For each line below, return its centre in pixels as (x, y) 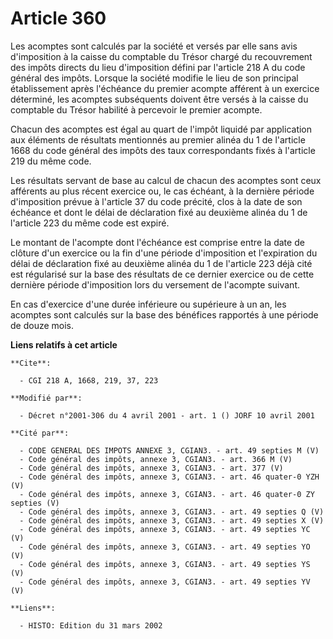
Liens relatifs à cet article (64, 344)
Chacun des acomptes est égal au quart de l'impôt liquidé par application (161, 129)
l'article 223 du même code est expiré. (90, 223)
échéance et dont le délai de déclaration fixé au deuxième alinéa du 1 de (159, 212)
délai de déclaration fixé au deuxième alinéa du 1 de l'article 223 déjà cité (161, 263)
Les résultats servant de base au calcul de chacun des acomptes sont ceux (166, 180)
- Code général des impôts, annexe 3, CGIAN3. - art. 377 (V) (151, 468)
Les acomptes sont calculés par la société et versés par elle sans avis (154, 46)
